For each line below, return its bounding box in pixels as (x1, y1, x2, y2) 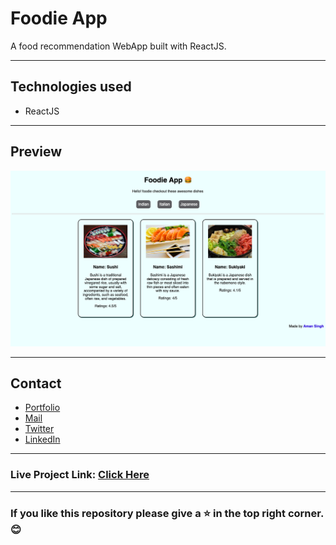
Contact (10, 375, 62, 392)
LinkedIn (24, 433, 61, 446)
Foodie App (10, 7, 108, 30)
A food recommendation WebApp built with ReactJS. (10, 40, 227, 52)
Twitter (24, 423, 55, 435)
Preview (10, 143, 63, 161)
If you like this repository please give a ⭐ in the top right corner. (10, 506, 324, 520)
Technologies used (10, 78, 132, 96)
